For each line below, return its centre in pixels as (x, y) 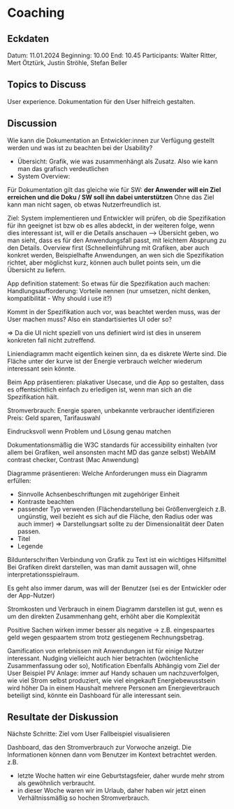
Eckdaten (28, 39)
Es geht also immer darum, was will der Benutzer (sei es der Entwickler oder (117, 588)
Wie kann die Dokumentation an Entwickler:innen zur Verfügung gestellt (111, 140)
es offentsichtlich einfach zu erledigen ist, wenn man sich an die (100, 389)
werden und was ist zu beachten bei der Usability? (80, 147)
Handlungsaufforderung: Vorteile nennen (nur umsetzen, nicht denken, (109, 290)
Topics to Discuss (47, 85)
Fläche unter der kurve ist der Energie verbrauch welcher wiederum (105, 361)
